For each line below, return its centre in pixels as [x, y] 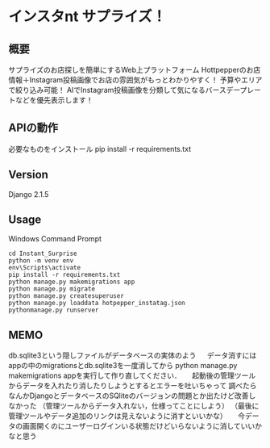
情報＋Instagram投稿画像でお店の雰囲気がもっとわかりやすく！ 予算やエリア [135, 80]
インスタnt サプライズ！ [87, 17]
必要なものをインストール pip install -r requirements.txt [100, 149]
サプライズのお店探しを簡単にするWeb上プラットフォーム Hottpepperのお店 [135, 70]
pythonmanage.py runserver [54, 310]
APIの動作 [33, 128]
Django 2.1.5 [29, 194]
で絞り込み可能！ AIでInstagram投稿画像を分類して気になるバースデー [124, 90]
